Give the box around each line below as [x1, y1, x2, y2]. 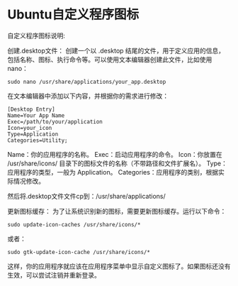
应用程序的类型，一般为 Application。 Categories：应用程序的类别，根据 [7, 167, 219, 176]
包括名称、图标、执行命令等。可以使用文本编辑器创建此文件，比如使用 [7, 55, 212, 64]
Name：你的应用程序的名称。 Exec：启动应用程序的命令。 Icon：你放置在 [7, 150, 223, 158]
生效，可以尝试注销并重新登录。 [7, 270, 101, 279]
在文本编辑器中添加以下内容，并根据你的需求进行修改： [7, 92, 169, 100]
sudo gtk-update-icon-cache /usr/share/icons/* [7, 248, 151, 255]
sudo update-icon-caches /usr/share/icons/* [7, 221, 141, 228]
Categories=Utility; [7, 136, 69, 144]
